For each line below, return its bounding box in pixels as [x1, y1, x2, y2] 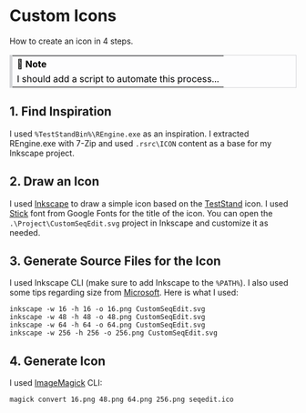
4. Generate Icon [9, 353, 107, 368]
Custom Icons [9, 5, 117, 26]
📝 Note [16, 57, 47, 70]
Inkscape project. [9, 147, 75, 158]
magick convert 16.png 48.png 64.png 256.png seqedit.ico [9, 395, 234, 405]
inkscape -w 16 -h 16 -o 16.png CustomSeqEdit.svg [9, 305, 206, 314]
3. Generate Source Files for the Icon [9, 253, 221, 268]
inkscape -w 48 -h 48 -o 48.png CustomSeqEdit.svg [9, 313, 206, 322]
